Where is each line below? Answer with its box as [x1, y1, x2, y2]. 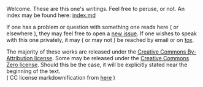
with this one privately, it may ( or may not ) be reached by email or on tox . [6, 37, 194, 43]
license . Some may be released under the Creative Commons [34, 55, 190, 61]
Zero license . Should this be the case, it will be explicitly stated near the [6, 61, 188, 68]
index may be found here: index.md [6, 12, 96, 19]
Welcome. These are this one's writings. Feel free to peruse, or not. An [6, 5, 185, 12]
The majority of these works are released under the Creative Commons [6, 48, 186, 55]
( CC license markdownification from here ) [6, 74, 115, 81]
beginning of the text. [6, 68, 61, 75]
